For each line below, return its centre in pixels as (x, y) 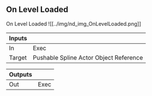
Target (18, 57)
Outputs (20, 74)
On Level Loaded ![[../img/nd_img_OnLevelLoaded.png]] (74, 23)
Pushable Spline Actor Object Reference (88, 57)
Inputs (18, 38)
